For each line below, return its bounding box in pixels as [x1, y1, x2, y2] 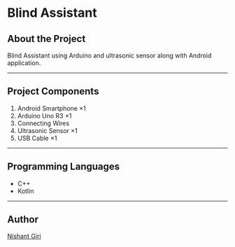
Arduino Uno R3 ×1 [17, 111, 72, 120]
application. [7, 59, 41, 67]
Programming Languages [7, 161, 120, 173]
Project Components [7, 85, 99, 97]
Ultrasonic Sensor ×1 [17, 126, 78, 134]
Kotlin [17, 187, 34, 195]
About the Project [7, 33, 86, 45]
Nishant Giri [7, 232, 41, 241]
